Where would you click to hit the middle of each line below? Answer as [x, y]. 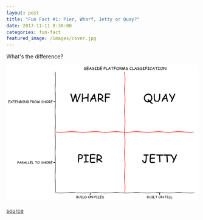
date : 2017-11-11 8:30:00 [39, 26]
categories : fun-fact [34, 32]
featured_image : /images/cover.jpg [51, 39]
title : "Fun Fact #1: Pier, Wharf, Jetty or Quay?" [73, 19]
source [15, 211]
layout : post [23, 13]
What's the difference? [35, 57]
